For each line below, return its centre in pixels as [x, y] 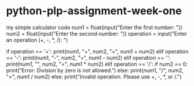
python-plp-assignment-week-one [94, 11]
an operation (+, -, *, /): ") [37, 40]
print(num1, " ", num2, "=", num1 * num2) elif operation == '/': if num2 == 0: [97, 64]
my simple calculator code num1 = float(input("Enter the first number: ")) [94, 27]
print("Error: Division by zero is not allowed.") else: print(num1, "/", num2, [95, 70]
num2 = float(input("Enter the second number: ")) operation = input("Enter [97, 33]
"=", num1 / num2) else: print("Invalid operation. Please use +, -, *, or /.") [94, 77]
